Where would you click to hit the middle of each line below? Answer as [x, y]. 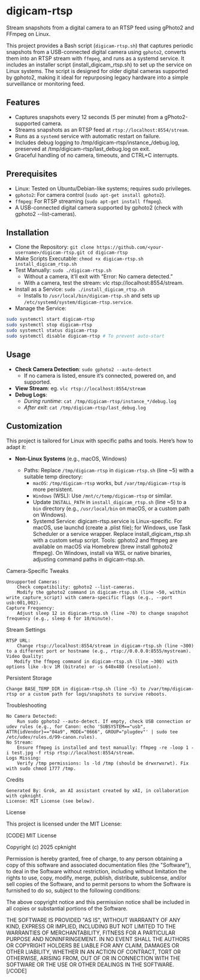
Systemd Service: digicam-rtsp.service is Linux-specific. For [107, 521]
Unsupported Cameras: [33, 582]
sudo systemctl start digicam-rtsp [51, 319]
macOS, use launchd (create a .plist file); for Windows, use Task [112, 527]
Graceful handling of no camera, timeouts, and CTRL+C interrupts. [97, 155]
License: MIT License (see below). [51, 801]
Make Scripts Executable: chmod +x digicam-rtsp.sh [79, 259]
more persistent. [53, 489]
